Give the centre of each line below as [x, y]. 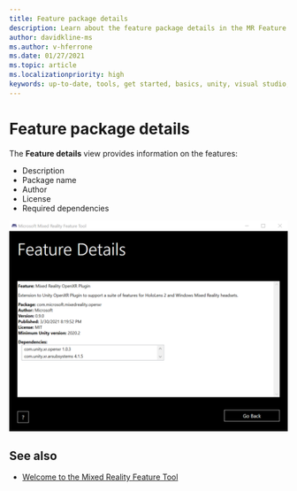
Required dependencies [65, 208]
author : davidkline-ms [51, 37]
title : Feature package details [69, 19]
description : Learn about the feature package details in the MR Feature [148, 28]
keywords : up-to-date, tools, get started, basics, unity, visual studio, [150, 84]
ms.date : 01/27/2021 [47, 56]
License [36, 198]
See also [33, 456]
